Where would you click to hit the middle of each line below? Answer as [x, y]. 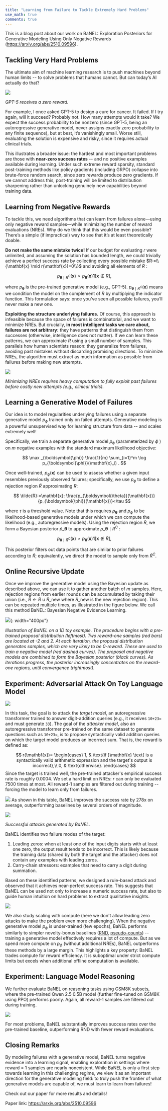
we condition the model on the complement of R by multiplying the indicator [83, 293]
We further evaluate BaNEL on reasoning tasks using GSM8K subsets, [77, 989]
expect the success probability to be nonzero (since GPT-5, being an [76, 123]
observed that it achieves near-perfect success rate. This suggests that [79, 886]
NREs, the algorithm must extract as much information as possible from [79, 356]
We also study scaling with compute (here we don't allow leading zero [78, 916]
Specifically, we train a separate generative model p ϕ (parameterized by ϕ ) [83, 442]
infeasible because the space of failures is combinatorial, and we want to [81, 319]
